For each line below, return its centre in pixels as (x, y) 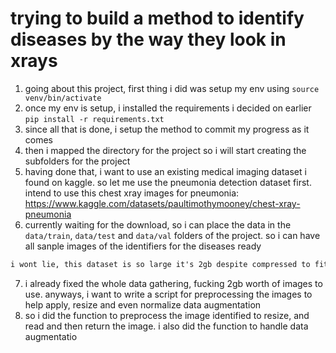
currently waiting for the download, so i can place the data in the (158, 224)
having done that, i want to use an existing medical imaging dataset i (165, 171)
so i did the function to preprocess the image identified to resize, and (167, 315)
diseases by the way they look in (148, 39)
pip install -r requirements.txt (94, 119)
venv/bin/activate (63, 98)
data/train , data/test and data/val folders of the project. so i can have (172, 235)
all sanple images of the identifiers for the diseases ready (143, 246)
